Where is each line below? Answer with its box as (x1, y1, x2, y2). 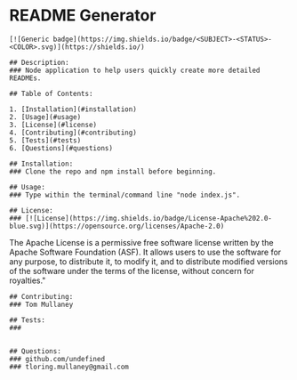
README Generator (9, 5, 157, 26)
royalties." (9, 275, 46, 286)
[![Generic (9, 35, 50, 44)
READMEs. (9, 73, 42, 83)
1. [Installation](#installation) (9, 104, 138, 114)
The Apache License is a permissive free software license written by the (9, 237, 274, 247)
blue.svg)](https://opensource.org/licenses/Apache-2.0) (9, 222, 225, 230)
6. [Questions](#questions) (9, 143, 114, 152)
